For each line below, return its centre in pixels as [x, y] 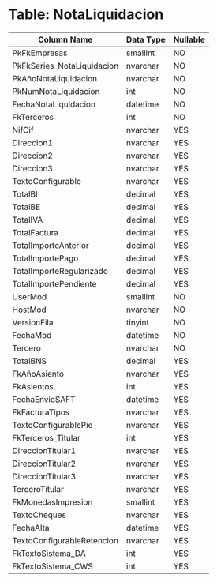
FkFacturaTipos [41, 412]
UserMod [30, 296]
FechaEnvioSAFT [44, 399]
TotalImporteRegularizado [60, 271]
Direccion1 [33, 142]
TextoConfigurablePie [52, 425]
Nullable [189, 39]
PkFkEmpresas [40, 53]
